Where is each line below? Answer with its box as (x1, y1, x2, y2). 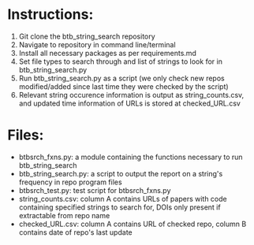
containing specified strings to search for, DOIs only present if (18, 202, 222, 212)
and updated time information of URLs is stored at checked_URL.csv (18, 98, 241, 108)
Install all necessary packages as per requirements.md (18, 48, 196, 58)
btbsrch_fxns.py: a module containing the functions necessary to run (18, 152, 243, 161)
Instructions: (7, 6, 94, 24)
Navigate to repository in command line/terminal (18, 39, 176, 49)
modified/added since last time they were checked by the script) (18, 81, 230, 91)
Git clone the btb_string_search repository (18, 32, 155, 41)
